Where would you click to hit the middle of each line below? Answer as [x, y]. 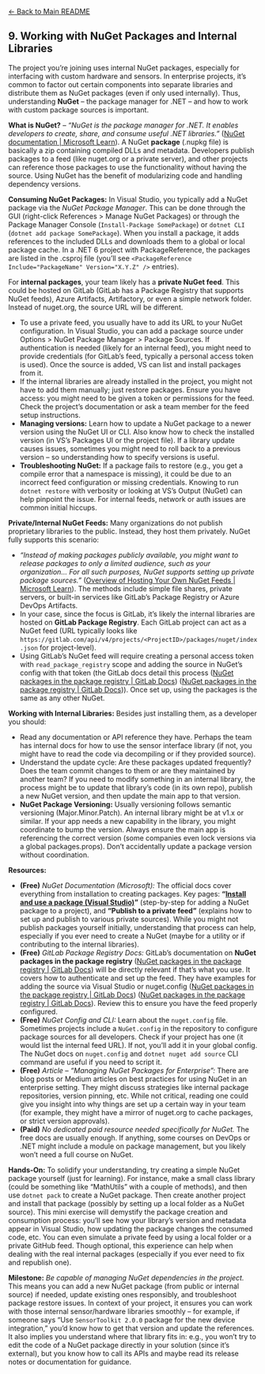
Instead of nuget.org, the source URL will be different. [96, 307]
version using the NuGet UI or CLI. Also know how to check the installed [137, 431]
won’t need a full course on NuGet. [76, 1154]
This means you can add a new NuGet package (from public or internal [124, 1286]
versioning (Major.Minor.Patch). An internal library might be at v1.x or [131, 812]
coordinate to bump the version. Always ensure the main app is [123, 829]
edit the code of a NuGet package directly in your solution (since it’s [119, 1345]
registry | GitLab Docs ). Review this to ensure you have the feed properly [138, 1003]
